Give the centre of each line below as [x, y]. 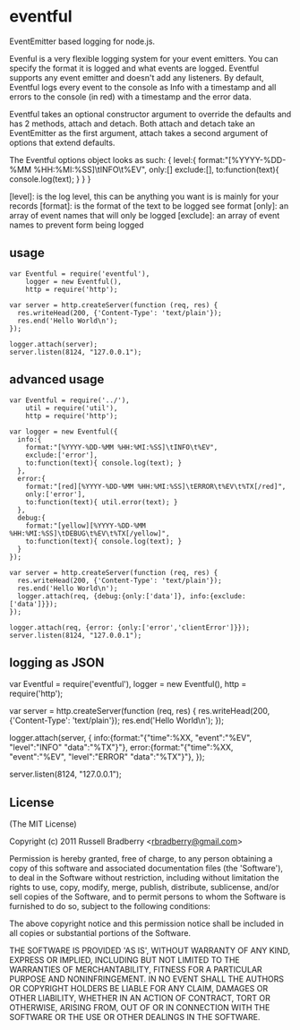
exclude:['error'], [62, 455]
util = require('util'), [72, 408]
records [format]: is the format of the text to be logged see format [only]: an [149, 206]
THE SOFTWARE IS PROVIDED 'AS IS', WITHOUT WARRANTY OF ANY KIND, [150, 950]
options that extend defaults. [62, 142]
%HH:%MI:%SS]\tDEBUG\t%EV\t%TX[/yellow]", [90, 533]
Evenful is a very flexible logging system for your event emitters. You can [144, 58]
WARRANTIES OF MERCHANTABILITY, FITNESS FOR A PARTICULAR [136, 970]
